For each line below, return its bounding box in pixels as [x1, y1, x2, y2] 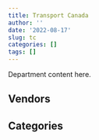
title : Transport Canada [8, 11, 89, 20]
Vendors [8, 92, 51, 106]
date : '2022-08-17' [8, 26, 72, 34]
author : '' [8, 19, 44, 27]
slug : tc [8, 33, 37, 42]
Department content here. [8, 70, 91, 79]
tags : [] [8, 48, 37, 56]
